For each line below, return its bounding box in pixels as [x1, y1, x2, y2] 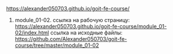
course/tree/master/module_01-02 [14, 42, 100, 49]
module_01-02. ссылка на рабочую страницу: [14, 17, 130, 23]
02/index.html [14, 29, 50, 36]
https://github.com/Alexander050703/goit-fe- [14, 36, 127, 42]
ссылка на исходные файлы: [50, 29, 123, 36]
